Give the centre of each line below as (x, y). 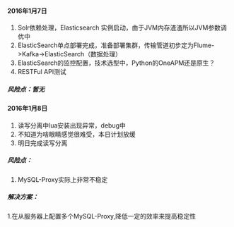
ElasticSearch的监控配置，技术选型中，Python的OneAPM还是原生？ (116, 63)
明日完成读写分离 (42, 143)
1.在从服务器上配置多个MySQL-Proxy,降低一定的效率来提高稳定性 (102, 216)
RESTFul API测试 (42, 72)
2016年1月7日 (27, 11)
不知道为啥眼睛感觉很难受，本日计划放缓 (76, 134)
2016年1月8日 (28, 109)
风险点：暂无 (26, 89)
